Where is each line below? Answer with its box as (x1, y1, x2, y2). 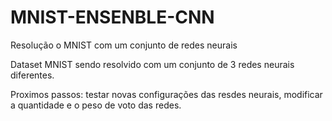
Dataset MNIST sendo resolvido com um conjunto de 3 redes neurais (10, 58, 295, 70)
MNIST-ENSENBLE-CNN (10, 6, 215, 29)
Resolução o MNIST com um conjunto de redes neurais (10, 39, 238, 51)
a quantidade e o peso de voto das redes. (10, 99, 182, 111)
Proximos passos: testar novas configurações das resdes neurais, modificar (10, 88, 323, 100)
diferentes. (10, 69, 55, 81)
